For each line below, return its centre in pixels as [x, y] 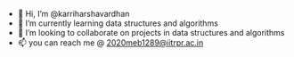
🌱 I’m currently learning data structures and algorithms [118, 23]
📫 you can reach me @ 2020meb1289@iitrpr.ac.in [110, 43]
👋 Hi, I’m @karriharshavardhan [73, 14]
